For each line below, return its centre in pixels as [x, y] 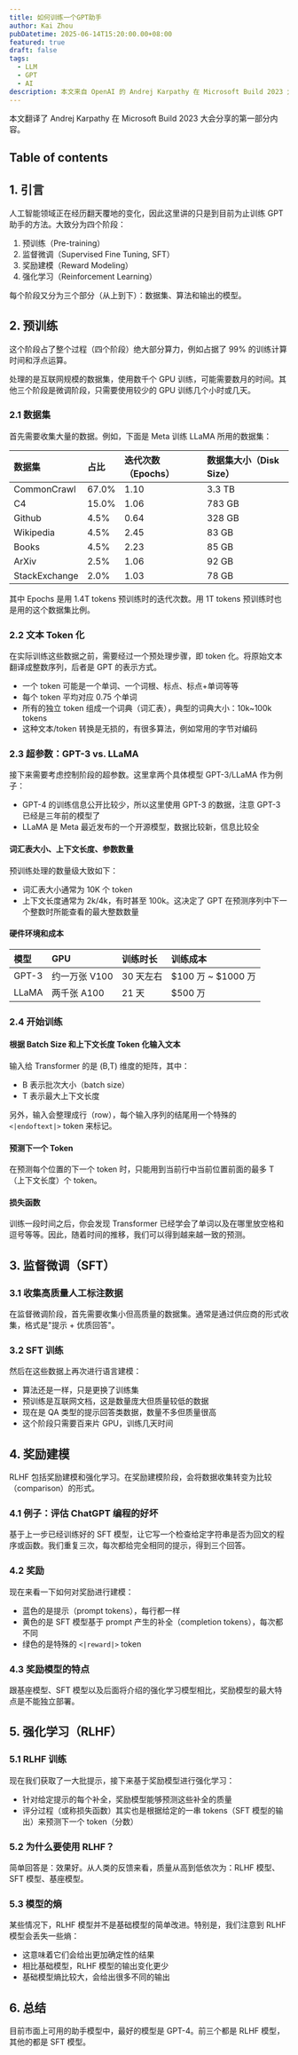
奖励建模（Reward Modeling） [77, 265]
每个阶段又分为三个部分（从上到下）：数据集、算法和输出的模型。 [128, 295]
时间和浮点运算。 [40, 360]
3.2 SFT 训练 [36, 1350]
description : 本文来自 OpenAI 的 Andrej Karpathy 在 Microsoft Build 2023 [146, 91]
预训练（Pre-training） [63, 243]
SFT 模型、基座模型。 [49, 1879]
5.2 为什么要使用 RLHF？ [62, 1846]
